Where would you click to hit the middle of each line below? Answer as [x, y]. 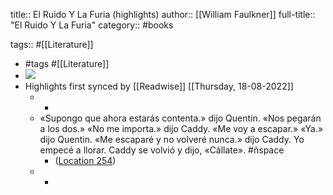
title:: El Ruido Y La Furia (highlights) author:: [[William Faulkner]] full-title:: [163, 14]
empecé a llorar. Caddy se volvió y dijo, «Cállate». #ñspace [162, 150]
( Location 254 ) [85, 160]
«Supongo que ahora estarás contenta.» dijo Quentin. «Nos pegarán [180, 118]
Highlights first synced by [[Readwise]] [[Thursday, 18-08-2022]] [159, 86]
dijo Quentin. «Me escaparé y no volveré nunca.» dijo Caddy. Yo [172, 139]
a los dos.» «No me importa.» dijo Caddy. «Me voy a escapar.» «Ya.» [181, 128]
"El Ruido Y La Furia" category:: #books [92, 25]
